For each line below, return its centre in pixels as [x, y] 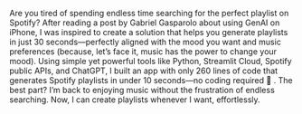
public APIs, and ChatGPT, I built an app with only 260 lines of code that [144, 71]
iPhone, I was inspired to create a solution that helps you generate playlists [149, 32]
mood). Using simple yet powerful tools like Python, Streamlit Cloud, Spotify [151, 61]
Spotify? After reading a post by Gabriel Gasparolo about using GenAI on [145, 23]
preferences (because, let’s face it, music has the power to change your [143, 52]
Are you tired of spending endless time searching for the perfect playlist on [149, 13]
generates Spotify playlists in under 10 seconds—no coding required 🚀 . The [151, 80]
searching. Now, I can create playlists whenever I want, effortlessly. [135, 100]
